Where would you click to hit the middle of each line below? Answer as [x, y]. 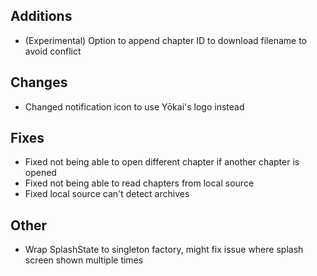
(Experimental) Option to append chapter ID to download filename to [166, 40]
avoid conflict [53, 51]
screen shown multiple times [84, 260]
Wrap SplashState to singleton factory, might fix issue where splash [164, 250]
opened [40, 173]
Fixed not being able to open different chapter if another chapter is [162, 162]
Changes [39, 82]
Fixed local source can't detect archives [107, 194]
